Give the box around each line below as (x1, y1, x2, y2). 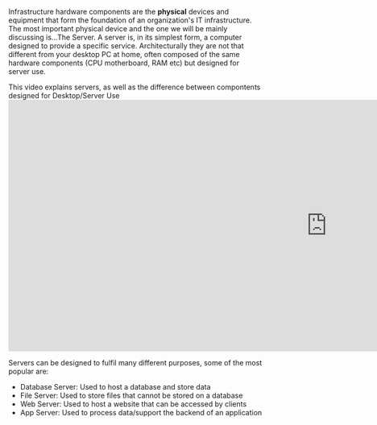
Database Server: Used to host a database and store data (19, 382, 211, 391)
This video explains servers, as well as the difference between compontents (8, 82, 261, 92)
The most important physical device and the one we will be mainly (8, 24, 228, 33)
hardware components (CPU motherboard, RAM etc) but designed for (8, 58, 240, 68)
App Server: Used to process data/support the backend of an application (19, 408, 263, 417)
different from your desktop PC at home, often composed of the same (8, 50, 240, 59)
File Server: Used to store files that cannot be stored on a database (19, 390, 243, 400)
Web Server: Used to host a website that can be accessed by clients (19, 399, 247, 409)
